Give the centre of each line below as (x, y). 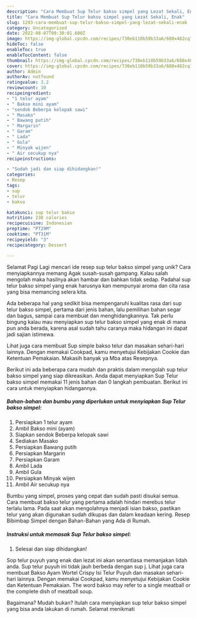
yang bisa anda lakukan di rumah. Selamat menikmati (71, 609)
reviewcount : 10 (26, 88)
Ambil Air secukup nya (42, 484)
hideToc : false (25, 45)
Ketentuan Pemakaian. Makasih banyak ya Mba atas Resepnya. (83, 358)
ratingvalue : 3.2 (28, 83)
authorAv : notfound (30, 77)
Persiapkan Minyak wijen (45, 479)
